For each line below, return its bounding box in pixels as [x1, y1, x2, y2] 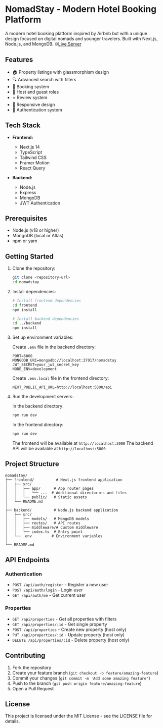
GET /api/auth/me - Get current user [12, 592, 86, 598]
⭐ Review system [12, 94, 48, 100]
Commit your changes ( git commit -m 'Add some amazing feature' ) [12, 675, 151, 681]
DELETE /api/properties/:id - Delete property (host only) [12, 637, 130, 643]
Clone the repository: [12, 265, 56, 271]
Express [19, 189, 37, 195]
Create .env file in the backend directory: [12, 344, 96, 350]
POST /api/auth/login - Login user [12, 587, 83, 593]
